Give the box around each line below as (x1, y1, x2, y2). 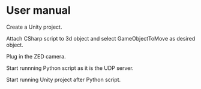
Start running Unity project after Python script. (6, 76, 121, 83)
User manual (6, 4, 71, 17)
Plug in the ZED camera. (6, 53, 66, 60)
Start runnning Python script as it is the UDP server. (6, 64, 134, 72)
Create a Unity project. (6, 23, 62, 30)
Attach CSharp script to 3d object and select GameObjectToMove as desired (6, 35, 196, 42)
